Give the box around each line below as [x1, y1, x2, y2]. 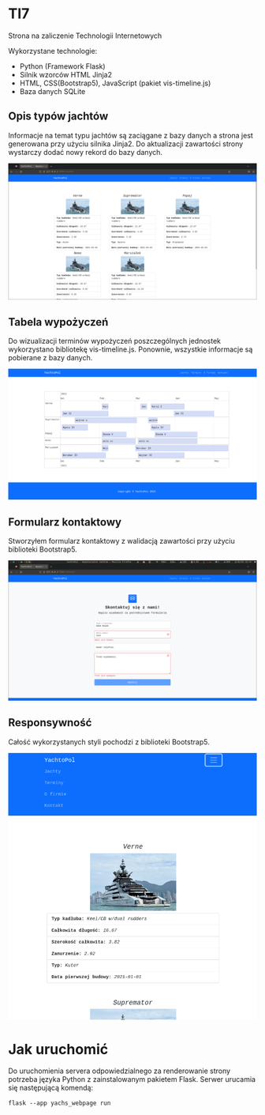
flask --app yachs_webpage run [8, 1099, 111, 1107]
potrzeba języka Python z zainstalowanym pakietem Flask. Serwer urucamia [8, 1075, 256, 1084]
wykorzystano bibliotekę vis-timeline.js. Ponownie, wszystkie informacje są [8, 345, 253, 354]
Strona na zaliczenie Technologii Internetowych [8, 31, 162, 40]
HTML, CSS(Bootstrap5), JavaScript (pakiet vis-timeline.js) [19, 78, 211, 88]
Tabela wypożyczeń [8, 315, 109, 329]
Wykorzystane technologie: [8, 46, 98, 55]
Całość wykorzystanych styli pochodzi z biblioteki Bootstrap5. [8, 736, 211, 747]
